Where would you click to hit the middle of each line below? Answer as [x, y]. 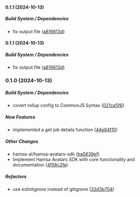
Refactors [16, 176]
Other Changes [22, 141]
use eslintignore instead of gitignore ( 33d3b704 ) [63, 189]
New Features [20, 117]
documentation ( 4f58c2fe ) [40, 165]
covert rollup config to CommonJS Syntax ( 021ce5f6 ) [68, 105]
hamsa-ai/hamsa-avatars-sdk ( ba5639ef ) [56, 154]
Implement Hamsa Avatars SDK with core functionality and [74, 159]
